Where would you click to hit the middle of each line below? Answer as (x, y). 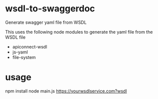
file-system (24, 57)
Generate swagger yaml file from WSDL (46, 22)
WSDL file (15, 37)
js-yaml (20, 52)
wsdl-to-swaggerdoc (50, 9)
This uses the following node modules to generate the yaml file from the (79, 32)
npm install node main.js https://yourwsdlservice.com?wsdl (66, 91)
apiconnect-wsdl (30, 47)
